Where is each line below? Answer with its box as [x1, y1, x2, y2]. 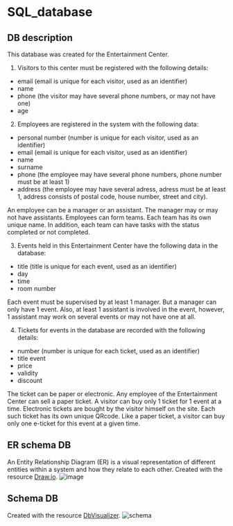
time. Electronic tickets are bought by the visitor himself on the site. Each [7, 405, 216, 413]
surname [17, 163, 43, 171]
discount [17, 376, 43, 384]
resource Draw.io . [7, 473, 58, 481]
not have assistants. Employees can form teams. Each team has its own [7, 213, 212, 221]
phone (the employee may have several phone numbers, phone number [17, 171, 222, 178]
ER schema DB [7, 439, 71, 451]
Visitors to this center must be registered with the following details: [17, 64, 209, 71]
